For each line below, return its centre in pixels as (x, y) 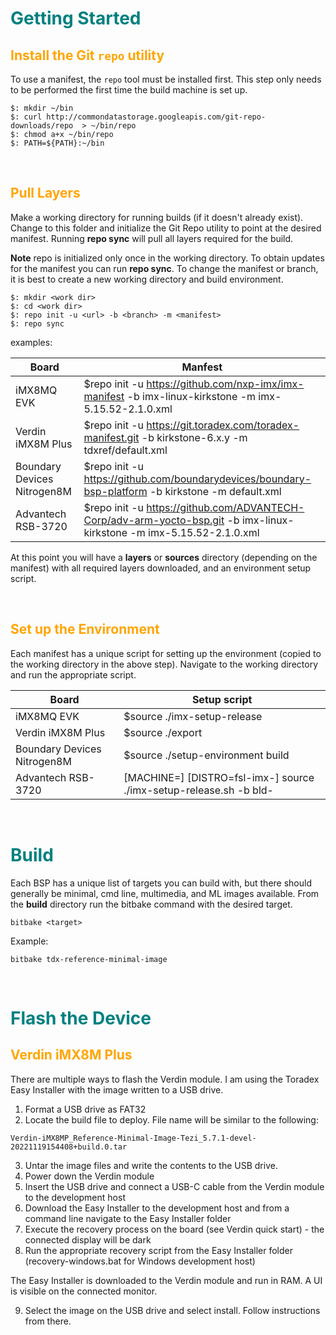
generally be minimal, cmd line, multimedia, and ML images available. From (165, 893)
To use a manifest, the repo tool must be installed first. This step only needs (166, 79)
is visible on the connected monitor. (84, 1291)
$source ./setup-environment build (206, 755)
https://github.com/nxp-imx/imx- (225, 384)
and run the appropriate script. (73, 674)
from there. (48, 1321)
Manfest (202, 367)
